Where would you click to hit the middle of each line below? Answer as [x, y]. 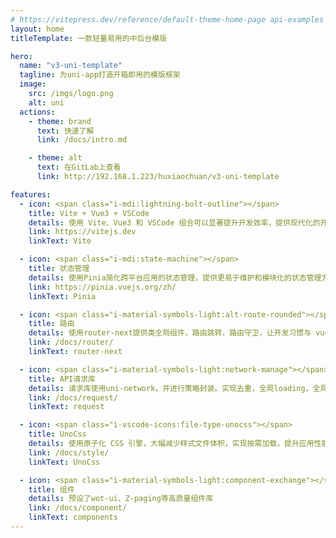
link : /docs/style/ [69, 452]
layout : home [37, 29]
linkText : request [66, 407]
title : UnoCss [57, 434]
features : [31, 194]
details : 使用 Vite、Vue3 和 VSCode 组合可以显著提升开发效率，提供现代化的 [174, 222]
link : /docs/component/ [78, 508]
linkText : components [73, 517]
